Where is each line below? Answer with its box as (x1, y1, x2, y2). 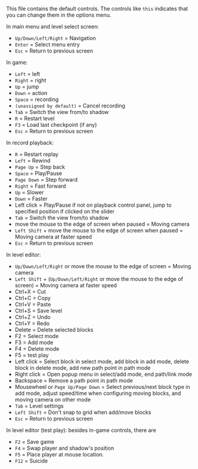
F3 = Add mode (14, 339, 54, 346)
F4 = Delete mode (14, 345, 60, 352)
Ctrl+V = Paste (14, 301, 51, 308)
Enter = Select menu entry (14, 41, 81, 48)
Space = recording (14, 96, 59, 103)
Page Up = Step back (14, 164, 66, 170)
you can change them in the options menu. (6, 11, 112, 19)
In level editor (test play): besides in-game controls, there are (6, 427, 156, 434)
